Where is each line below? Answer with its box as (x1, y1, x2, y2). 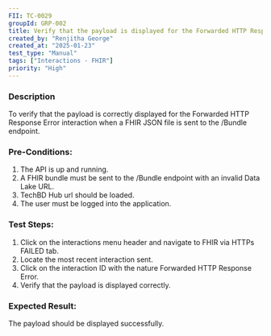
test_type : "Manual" (8, 49, 78, 57)
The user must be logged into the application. (19, 199, 172, 209)
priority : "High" (8, 64, 67, 73)
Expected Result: (8, 300, 77, 311)
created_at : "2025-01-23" (8, 42, 95, 50)
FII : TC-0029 (8, 11, 52, 20)
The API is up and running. (19, 164, 109, 174)
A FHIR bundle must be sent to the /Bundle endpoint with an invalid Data (19, 173, 261, 183)
